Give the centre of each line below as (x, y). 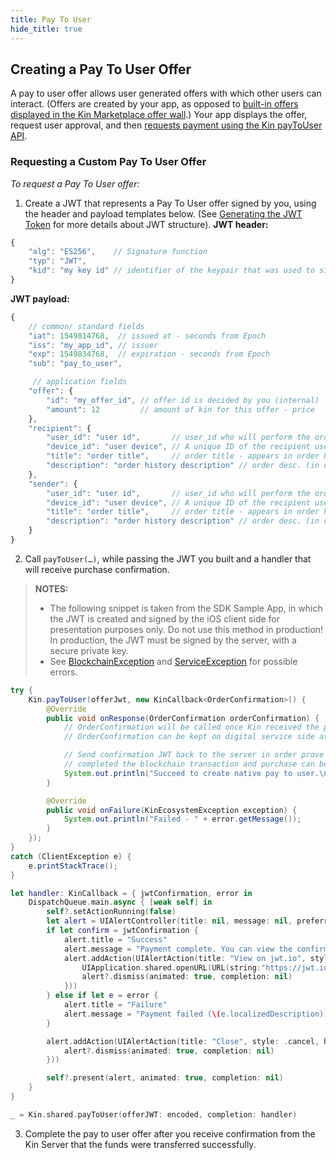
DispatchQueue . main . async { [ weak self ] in (120, 902)
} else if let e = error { (102, 996)
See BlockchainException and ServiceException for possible (173, 661)
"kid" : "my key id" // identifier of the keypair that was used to (171, 271)
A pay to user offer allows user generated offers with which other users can (166, 93)
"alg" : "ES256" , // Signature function (118, 252)
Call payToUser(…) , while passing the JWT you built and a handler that (168, 558)
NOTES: (51, 588)
